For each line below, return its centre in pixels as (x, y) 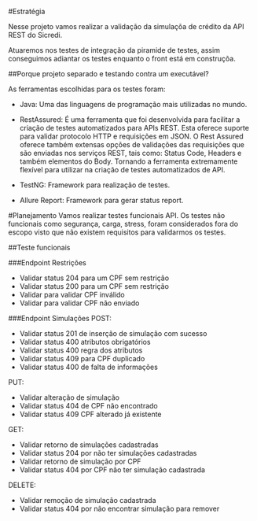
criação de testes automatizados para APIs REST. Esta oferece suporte (134, 128)
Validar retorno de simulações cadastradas (89, 445)
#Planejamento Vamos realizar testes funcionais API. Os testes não (117, 215)
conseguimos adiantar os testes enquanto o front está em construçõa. (122, 59)
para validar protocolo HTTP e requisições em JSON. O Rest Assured (131, 136)
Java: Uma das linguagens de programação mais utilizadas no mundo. (133, 104)
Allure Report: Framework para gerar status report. (101, 200)
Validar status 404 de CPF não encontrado (89, 406)
